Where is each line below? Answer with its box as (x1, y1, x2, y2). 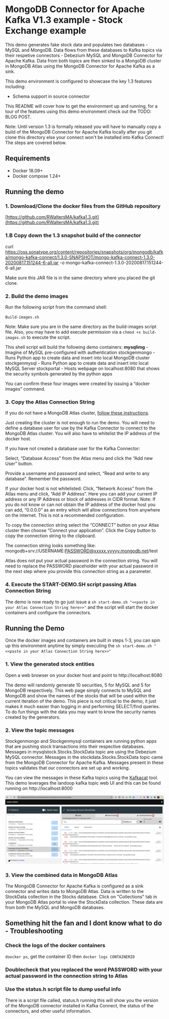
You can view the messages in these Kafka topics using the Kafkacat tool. (5, 775, 158, 781)
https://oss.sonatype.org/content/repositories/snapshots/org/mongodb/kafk (5, 248, 163, 255)
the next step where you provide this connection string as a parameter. (5, 568, 152, 575)
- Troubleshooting (5, 927, 63, 935)
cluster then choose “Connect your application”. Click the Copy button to (5, 528, 156, 534)
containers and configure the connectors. (5, 609, 92, 615)
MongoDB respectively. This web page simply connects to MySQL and (5, 687, 151, 693)
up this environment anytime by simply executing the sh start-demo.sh (5, 643, 152, 649)
